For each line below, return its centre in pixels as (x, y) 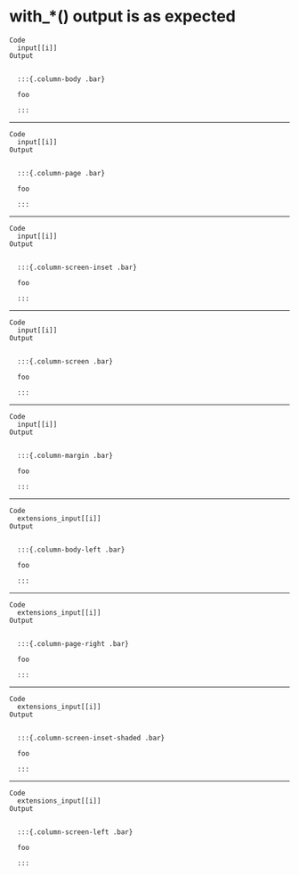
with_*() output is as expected (122, 16)
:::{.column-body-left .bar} (71, 550)
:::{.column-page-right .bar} (73, 643)
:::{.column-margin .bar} (65, 455)
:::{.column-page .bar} (61, 173)
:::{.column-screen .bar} (65, 361)
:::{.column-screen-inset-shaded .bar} (91, 738)
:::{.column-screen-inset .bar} (77, 267)
